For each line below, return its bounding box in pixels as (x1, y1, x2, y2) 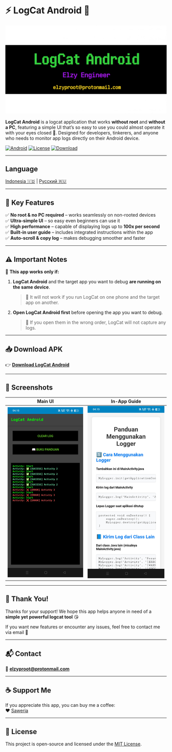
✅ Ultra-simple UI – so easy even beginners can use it (5, 218, 120, 224)
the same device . (12, 284, 50, 291)
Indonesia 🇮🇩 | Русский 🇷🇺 (5, 178, 67, 184)
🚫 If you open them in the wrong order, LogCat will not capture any (25, 319, 166, 325)
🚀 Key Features (5, 198, 55, 207)
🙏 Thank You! (5, 594, 49, 604)
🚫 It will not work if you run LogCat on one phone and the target (25, 294, 160, 300)
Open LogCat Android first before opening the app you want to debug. (12, 310, 163, 316)
